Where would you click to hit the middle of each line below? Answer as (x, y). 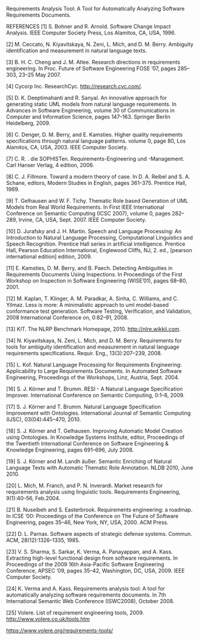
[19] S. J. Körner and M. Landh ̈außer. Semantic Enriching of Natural (89, 461)
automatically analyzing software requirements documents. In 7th (86, 595)
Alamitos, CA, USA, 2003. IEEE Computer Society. (67, 147)
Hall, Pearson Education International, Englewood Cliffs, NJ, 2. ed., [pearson (99, 250)
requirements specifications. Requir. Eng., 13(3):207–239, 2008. (84, 353)
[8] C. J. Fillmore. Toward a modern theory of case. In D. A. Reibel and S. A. (98, 177)
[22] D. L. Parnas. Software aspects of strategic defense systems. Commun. (99, 534)
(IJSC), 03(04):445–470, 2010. (44, 419)
